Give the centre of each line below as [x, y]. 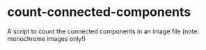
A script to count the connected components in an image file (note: [103, 31]
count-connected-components [99, 12]
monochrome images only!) [47, 38]
